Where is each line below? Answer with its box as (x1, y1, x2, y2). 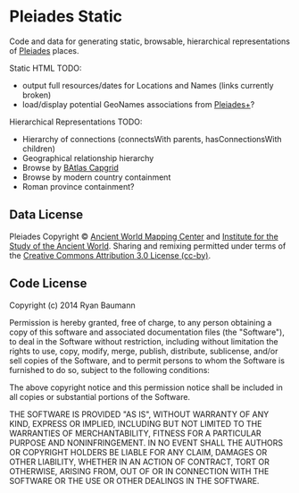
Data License (9, 208, 84, 223)
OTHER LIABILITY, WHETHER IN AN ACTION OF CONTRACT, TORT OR (9, 456, 270, 467)
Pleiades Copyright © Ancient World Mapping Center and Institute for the (9, 231, 278, 242)
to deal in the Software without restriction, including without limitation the (9, 336, 278, 346)
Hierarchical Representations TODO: (9, 116, 143, 127)
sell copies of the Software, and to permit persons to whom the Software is (9, 355, 286, 366)
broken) (21, 89, 52, 100)
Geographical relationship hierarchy (21, 152, 154, 163)
